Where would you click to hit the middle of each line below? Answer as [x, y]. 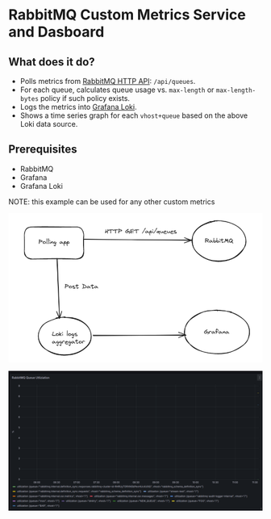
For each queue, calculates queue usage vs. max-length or [117, 90]
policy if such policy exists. [85, 98]
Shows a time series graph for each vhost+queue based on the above [134, 115]
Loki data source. [49, 124]
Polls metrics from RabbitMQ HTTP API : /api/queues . [108, 81]
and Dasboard [56, 32]
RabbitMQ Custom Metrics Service [127, 15]
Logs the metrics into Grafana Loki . [78, 107]
